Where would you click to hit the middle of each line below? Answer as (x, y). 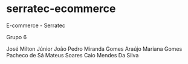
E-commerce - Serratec (36, 25)
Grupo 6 (17, 37)
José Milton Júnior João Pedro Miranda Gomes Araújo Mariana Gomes (94, 49)
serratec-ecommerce (61, 9)
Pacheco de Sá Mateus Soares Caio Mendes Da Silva (73, 55)
